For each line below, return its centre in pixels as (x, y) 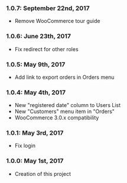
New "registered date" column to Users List (68, 105)
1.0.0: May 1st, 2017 (35, 161)
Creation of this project (43, 174)
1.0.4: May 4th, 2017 (36, 92)
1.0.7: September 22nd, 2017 (48, 8)
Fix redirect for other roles (46, 49)
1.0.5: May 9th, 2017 (36, 64)
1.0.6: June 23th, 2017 (38, 36)
